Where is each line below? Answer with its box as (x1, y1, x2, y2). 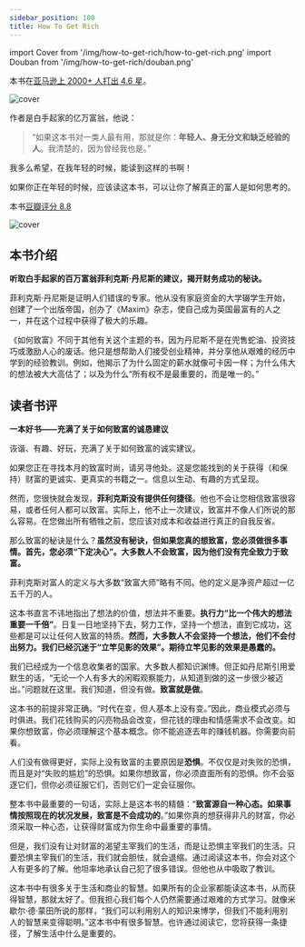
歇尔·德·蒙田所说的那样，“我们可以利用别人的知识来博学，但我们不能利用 (9, 905, 280, 916)
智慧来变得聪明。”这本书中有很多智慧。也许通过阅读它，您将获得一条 (25, 917, 280, 928)
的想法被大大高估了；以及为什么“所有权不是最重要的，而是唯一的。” (9, 369, 260, 380)
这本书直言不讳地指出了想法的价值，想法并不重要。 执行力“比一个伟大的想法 (9, 608, 292, 619)
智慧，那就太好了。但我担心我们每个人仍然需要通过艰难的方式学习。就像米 (16, 894, 296, 905)
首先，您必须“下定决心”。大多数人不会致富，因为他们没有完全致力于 (25, 546, 281, 557)
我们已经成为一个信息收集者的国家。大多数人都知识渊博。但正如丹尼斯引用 (9, 661, 288, 673)
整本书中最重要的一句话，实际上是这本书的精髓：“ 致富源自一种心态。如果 (9, 799, 284, 810)
